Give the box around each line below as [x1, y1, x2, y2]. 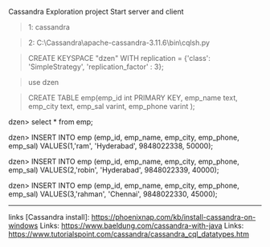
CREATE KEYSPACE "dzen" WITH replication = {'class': [27, 54, 211, 63]
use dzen [27, 78, 59, 87]
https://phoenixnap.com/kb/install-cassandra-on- [91, 213, 256, 221]
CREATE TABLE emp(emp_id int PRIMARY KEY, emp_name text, [27, 93, 239, 103]
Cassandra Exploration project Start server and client [8, 7, 184, 16]
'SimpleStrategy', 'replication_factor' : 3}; [27, 62, 165, 71]
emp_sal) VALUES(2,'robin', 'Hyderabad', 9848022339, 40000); [8, 165, 219, 175]
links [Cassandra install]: [8, 213, 90, 221]
